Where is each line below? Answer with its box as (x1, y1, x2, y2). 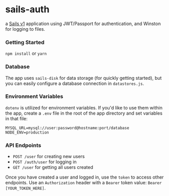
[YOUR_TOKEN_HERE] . (5, 185, 46, 191)
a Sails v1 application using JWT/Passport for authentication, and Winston (5, 20, 161, 27)
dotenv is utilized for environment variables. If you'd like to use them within (5, 104, 163, 111)
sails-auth (5, 4, 50, 15)
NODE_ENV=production (5, 129, 50, 135)
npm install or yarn (5, 50, 47, 57)
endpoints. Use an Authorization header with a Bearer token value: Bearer (5, 180, 162, 186)
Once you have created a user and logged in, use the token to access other (5, 174, 164, 180)
